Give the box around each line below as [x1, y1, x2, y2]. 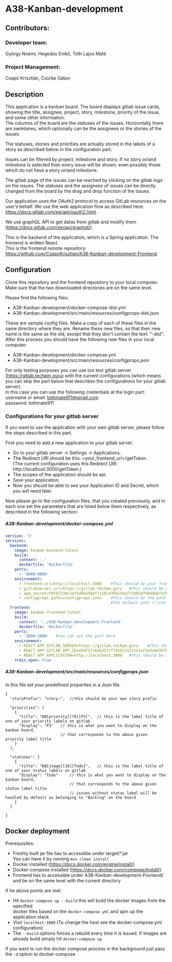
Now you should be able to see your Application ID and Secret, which [12, 482, 159, 488]
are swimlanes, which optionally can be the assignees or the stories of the [5, 125, 162, 131]
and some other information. [5, 114, 66, 121]
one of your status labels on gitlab [5, 768, 86, 773]
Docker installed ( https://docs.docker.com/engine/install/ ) [12, 861, 135, 867]
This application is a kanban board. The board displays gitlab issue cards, [5, 103, 161, 109]
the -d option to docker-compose [5, 951, 76, 957]
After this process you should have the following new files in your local [5, 336, 155, 342]
